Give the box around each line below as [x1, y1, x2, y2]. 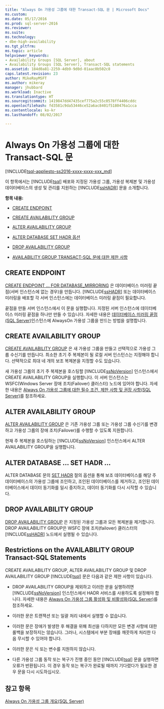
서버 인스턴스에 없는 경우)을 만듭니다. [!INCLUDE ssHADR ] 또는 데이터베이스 [10, 288, 157, 294]
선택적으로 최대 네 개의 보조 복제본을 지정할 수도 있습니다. [11, 358, 121, 364]
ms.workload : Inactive [5, 90, 51, 94]
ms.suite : [5, 30, 25, 35]
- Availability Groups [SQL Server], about [5, 58, 95, 62]
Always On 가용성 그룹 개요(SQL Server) [5, 698, 84, 704]
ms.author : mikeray [5, 80, 45, 85]
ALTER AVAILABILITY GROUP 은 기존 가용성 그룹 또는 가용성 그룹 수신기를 [5, 421, 149, 427]
